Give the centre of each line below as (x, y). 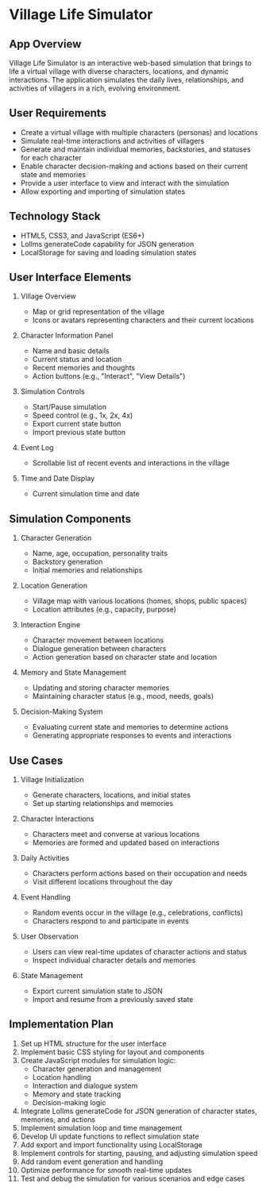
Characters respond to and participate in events (110, 921)
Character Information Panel (67, 336)
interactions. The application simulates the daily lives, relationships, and (127, 80)
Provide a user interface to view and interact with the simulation (125, 183)
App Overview (45, 44)
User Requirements (58, 113)
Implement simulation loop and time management (101, 1127)
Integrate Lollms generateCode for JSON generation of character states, (139, 1111)
